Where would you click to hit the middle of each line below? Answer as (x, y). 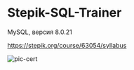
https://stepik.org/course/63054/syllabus (67, 45)
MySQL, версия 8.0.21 (40, 32)
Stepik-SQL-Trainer (65, 13)
